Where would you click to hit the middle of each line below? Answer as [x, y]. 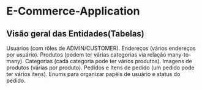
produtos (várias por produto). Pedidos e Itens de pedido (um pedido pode [100, 67]
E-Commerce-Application [73, 11]
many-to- [179, 55]
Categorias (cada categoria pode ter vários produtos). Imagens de [109, 61]
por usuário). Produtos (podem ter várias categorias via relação [86, 55]
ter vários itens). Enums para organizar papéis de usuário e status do [93, 74]
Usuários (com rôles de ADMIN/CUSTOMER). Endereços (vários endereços [101, 48]
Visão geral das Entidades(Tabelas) [76, 34]
